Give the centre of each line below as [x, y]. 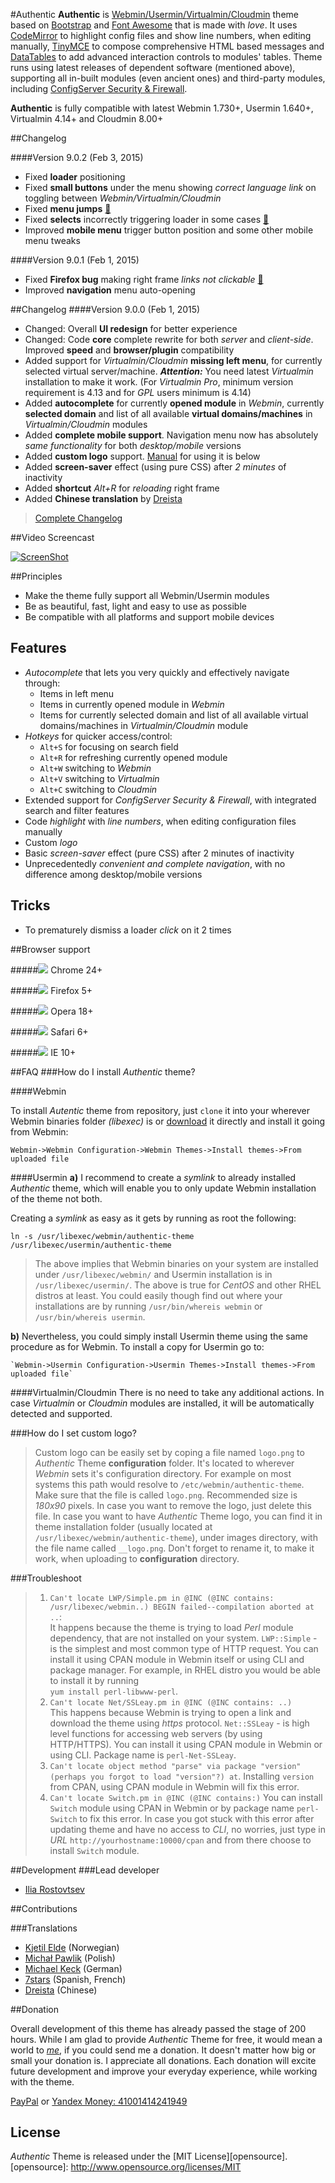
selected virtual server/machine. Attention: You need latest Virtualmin [169, 371]
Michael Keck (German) [73, 1968]
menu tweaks [52, 240]
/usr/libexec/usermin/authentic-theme [91, 1245]
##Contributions [44, 1908]
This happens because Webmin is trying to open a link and [170, 1712]
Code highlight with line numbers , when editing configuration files [160, 821]
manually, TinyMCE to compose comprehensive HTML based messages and [167, 46]
